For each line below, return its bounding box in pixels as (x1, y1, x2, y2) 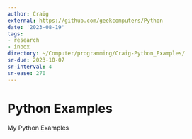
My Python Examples (7, 123, 69, 132)
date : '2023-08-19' (7, 23, 65, 30)
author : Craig (7, 10, 50, 18)
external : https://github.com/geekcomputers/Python (7, 17, 163, 24)
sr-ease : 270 (7, 69, 46, 77)
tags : (7, 30, 23, 38)
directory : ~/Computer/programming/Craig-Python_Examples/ (7, 50, 186, 57)
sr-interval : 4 (7, 63, 52, 70)
